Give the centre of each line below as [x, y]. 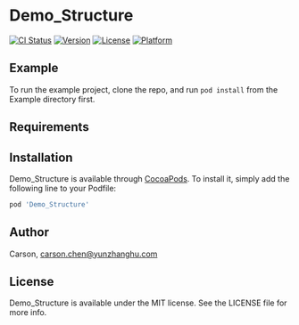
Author [29, 232]
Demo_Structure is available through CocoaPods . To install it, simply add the [149, 178]
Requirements [49, 127]
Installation [41, 157]
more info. [28, 313]
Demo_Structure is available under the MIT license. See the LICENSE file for [148, 303]
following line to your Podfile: [63, 188]
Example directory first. [52, 99]
